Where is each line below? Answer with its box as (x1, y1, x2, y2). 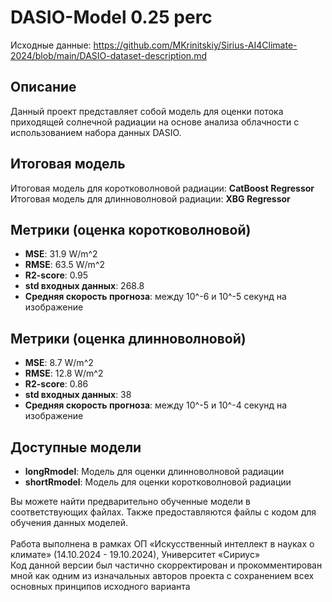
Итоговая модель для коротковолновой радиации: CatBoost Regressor (10, 182, 315, 194)
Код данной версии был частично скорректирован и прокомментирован (10, 559, 323, 571)
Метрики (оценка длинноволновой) (10, 330, 247, 347)
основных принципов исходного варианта (10, 581, 191, 592)
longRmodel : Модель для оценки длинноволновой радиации (24, 466, 285, 477)
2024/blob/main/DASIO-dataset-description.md (10, 49, 207, 61)
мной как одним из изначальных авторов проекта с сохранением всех (10, 570, 315, 581)
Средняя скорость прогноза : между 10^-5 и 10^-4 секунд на (24, 399, 288, 411)
